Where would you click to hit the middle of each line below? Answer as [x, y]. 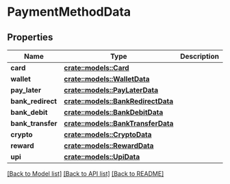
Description [200, 56]
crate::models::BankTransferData [119, 123]
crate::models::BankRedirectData [118, 101]
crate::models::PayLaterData [111, 90]
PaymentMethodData [69, 12]
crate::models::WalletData [107, 79]
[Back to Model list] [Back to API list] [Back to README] [86, 174]
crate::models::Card [97, 68]
